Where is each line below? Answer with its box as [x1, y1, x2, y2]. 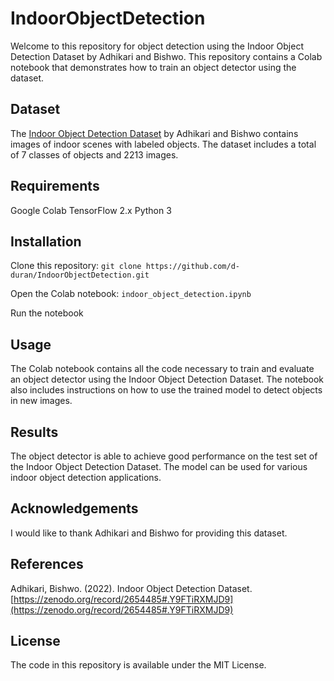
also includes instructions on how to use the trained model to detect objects [10, 384, 323, 396]
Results [10, 423, 59, 441]
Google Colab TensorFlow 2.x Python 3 [10, 204, 172, 216]
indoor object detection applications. [10, 472, 162, 483]
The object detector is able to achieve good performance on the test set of [10, 450, 318, 462]
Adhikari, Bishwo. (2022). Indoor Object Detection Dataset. [10, 582, 253, 594]
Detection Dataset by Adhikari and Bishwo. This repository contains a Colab [10, 50, 323, 62]
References [10, 556, 84, 573]
